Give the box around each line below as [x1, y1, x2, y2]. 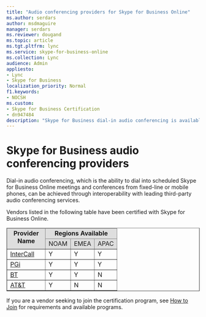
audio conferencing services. [6, 197, 80, 204]
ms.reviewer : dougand [6, 32, 62, 38]
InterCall [10, 250, 35, 258]
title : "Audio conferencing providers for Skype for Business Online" [6, 9, 191, 15]
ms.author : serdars [6, 15, 56, 21]
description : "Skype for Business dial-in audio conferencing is [6, 117, 177, 123]
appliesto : [6, 66, 34, 72]
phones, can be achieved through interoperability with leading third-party [6, 190, 192, 197]
